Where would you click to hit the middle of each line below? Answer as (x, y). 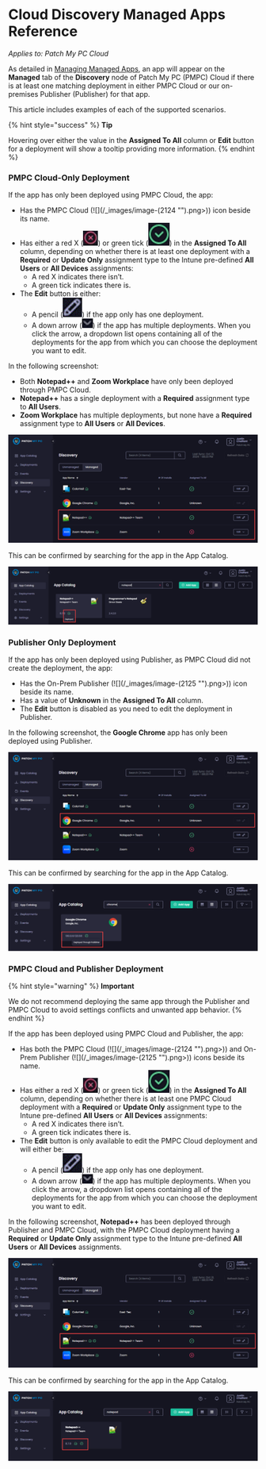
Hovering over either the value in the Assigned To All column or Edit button (131, 140)
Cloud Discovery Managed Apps (117, 15)
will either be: (42, 1149)
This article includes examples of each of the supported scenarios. (117, 110)
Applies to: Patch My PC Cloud (59, 53)
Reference (43, 31)
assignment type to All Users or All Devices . (93, 424)
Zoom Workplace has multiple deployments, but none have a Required (135, 415)
